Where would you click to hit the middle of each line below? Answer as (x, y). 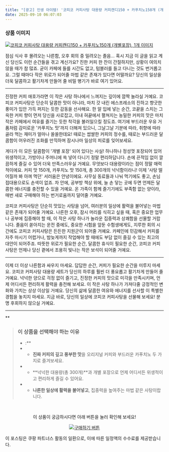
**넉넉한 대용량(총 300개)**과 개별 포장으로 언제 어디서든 (89, 372)
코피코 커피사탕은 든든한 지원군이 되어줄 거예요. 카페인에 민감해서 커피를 (89, 231)
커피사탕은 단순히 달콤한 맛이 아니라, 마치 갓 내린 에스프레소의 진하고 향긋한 (88, 102)
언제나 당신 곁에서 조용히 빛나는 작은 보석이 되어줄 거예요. (75, 250)
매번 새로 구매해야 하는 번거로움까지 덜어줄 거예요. (54, 195)
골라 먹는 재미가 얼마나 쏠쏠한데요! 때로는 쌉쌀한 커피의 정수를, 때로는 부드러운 (82, 134)
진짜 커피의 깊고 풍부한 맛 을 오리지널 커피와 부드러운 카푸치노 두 (95, 354)
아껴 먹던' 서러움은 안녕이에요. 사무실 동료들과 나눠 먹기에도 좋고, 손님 (92, 176)
